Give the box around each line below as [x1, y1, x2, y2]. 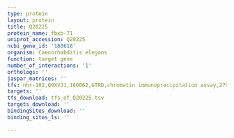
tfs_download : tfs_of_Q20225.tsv [7, 95, 104, 102]
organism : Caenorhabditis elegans [7, 49, 108, 56]
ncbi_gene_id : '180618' [7, 43, 77, 49]
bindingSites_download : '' [7, 107, 86, 114]
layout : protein [7, 17, 54, 24]
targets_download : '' [7, 101, 70, 108]
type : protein [7, 10, 49, 17]
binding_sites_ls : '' [7, 114, 70, 121]
